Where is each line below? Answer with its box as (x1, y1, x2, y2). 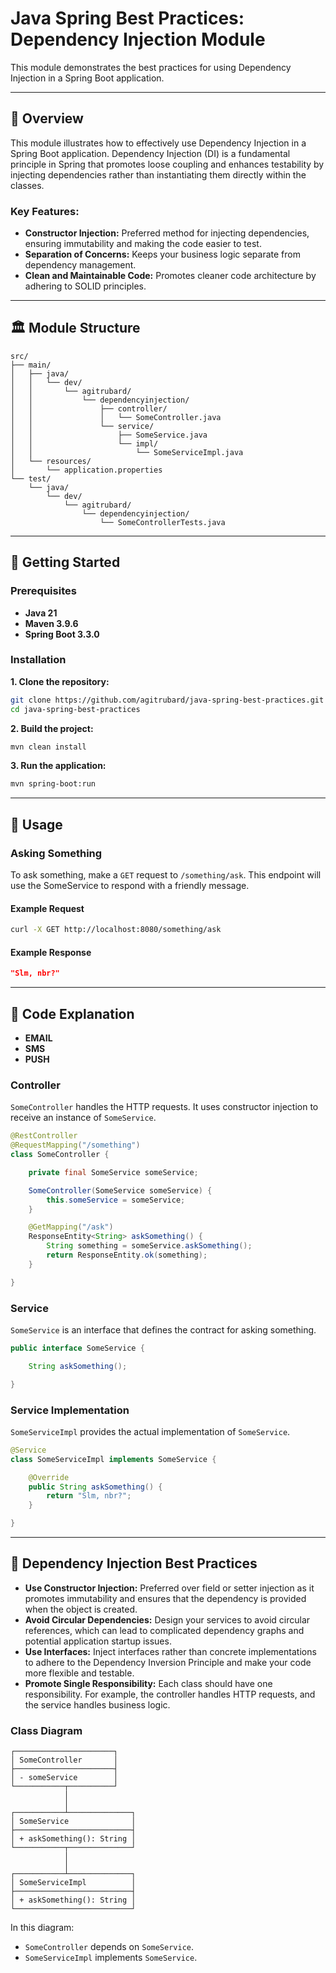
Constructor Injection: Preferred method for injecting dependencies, (24, 227, 310, 239)
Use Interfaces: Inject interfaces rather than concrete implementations (24, 1645, 317, 1657)
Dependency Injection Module (10, 28, 266, 51)
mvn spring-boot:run (10, 779, 97, 789)
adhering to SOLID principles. (24, 280, 147, 292)
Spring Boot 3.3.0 (24, 628, 100, 640)
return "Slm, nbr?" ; (46, 1491, 132, 1501)
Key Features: (10, 204, 80, 218)
